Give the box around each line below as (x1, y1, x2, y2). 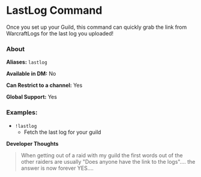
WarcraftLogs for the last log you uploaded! (6, 29, 114, 37)
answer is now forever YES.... (20, 164, 94, 172)
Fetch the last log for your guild (23, 128, 101, 136)
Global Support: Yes (6, 94, 57, 101)
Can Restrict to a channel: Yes (6, 82, 83, 89)
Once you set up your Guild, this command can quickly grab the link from (6, 23, 187, 31)
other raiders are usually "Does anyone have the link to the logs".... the (20, 158, 196, 165)
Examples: (6, 109, 38, 117)
